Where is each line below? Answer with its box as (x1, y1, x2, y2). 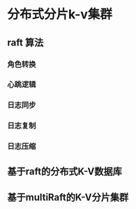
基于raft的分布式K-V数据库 (7, 166, 122, 177)
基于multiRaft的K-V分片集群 (7, 191, 129, 203)
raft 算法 (7, 36, 44, 48)
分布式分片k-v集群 (7, 6, 113, 22)
